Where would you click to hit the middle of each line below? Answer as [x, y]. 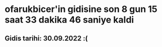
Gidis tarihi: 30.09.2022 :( [46, 38]
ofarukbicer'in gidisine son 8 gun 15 [81, 9]
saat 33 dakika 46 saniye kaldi [69, 20]
